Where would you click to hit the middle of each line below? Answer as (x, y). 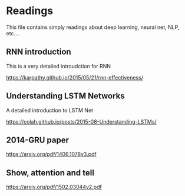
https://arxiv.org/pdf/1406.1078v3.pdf (52, 154)
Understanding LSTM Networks (65, 96)
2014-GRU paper (38, 140)
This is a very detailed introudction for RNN (58, 66)
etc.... (13, 33)
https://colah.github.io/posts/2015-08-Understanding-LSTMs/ (82, 121)
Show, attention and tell (50, 173)
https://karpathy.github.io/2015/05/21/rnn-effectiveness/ (75, 77)
